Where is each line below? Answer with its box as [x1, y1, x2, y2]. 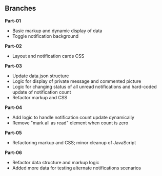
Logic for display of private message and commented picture [12, 78, 141, 84]
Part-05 [5, 129, 22, 136]
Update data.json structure [12, 73, 69, 79]
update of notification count [12, 89, 71, 95]
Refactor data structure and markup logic [12, 159, 99, 165]
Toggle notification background [12, 33, 79, 39]
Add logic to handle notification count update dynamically [12, 114, 134, 120]
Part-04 [5, 104, 23, 111]
